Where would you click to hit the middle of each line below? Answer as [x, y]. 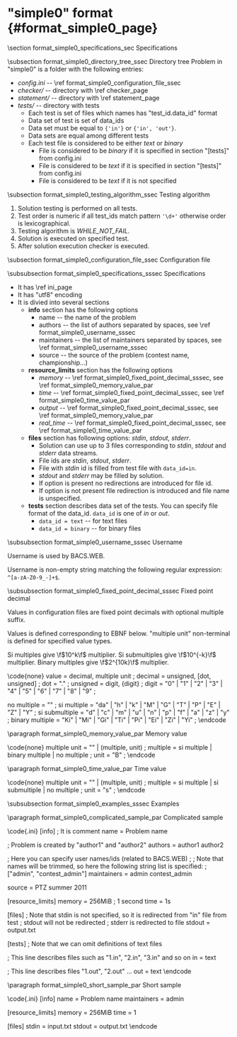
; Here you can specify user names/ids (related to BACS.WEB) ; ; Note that [116, 858]
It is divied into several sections [63, 302]
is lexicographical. [44, 223]
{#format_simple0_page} [82, 28]
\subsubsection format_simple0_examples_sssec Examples [93, 804]
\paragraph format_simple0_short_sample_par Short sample [94, 985]
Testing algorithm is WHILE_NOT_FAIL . [74, 231]
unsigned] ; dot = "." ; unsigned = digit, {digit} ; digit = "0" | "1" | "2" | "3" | [115, 683]
